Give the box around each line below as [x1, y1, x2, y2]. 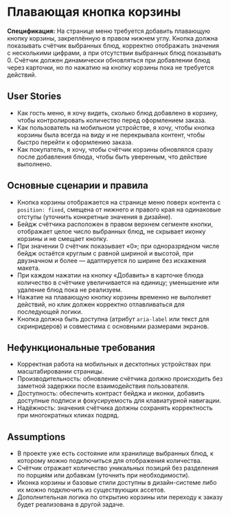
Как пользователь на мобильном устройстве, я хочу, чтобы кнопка [16, 123, 215, 131]
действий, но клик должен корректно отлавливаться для [16, 300, 185, 308]
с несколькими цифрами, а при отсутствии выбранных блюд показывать [7, 49, 222, 57]
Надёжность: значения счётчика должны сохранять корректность [16, 404, 213, 412]
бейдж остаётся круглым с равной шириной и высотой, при [16, 249, 194, 257]
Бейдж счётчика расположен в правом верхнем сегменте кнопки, [16, 220, 214, 228]
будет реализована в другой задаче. [16, 501, 125, 509]
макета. [16, 264, 41, 272]
